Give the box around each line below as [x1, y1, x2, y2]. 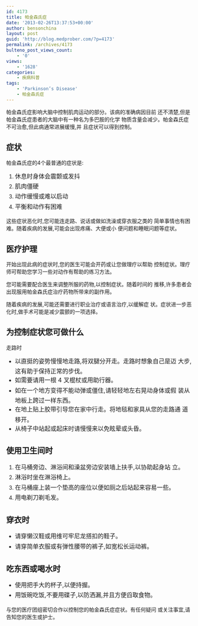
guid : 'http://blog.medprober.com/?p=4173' [6, 36, 115, 42]
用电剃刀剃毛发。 [14, 493, 63, 502]
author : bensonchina [6, 25, 57, 31]
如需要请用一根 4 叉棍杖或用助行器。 [14, 376, 117, 384]
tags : [6, 81, 20, 87]
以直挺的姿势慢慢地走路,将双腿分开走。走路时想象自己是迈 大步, [14, 357, 192, 365]
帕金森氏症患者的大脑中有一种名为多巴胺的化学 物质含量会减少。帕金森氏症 [6, 116, 189, 123]
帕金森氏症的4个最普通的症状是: [6, 159, 84, 166]
